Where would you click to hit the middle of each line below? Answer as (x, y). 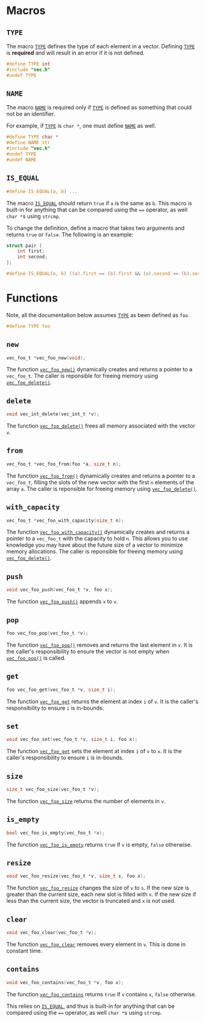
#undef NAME (21, 159)
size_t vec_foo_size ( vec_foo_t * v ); (53, 789)
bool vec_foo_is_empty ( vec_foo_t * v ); (56, 833)
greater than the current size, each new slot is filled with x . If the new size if (101, 894)
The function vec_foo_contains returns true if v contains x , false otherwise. (101, 994)
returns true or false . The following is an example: (70, 234)
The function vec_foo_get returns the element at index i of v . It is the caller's (103, 701)
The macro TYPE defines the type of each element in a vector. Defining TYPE (101, 46)
